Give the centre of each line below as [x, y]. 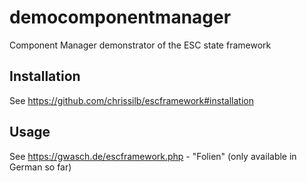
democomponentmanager [120, 17]
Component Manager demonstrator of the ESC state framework [140, 45]
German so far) [40, 167]
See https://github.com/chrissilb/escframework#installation [131, 100]
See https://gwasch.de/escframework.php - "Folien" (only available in [153, 156]
